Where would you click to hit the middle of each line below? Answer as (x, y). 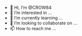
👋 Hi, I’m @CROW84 (31, 8)
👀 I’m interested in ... (31, 13)
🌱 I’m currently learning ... (36, 18)
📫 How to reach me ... (33, 28)
